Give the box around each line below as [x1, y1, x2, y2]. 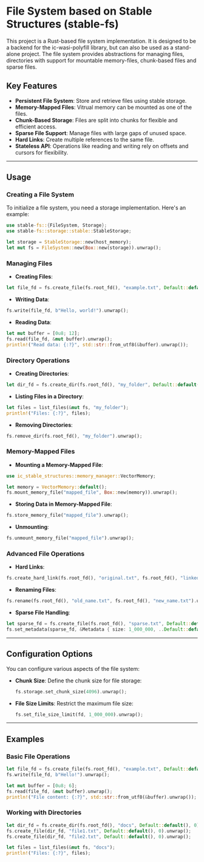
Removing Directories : [15, 421, 73, 429]
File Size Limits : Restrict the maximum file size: [15, 699, 134, 707]
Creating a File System [6, 191, 75, 199]
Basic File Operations [6, 752, 70, 760]
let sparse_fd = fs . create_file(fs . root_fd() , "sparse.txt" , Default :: [6, 621, 191, 627]
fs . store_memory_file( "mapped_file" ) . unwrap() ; [6, 513, 129, 519]
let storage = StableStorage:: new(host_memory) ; [6, 239, 132, 245]
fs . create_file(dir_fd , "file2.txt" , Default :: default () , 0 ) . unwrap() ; [6, 833, 192, 839]
